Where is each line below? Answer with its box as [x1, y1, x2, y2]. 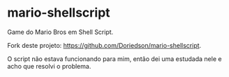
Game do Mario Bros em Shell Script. [7, 28, 114, 36]
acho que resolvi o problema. [7, 62, 91, 70]
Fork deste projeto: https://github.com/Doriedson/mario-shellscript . [7, 41, 202, 49]
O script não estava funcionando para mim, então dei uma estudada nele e [7, 54, 222, 63]
